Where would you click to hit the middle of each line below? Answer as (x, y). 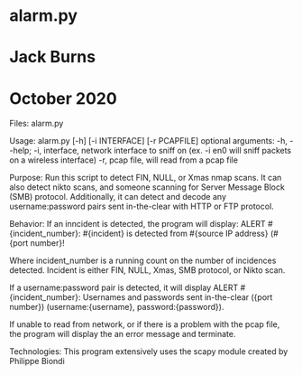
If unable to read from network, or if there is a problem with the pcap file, (145, 324)
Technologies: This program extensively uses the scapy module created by (149, 352)
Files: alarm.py (37, 124)
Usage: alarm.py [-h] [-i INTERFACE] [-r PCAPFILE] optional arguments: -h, (149, 141)
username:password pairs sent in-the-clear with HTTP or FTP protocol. (142, 206)
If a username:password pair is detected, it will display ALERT (124, 288)
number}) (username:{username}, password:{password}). (117, 307)
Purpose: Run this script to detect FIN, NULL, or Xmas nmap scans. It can (146, 178)
